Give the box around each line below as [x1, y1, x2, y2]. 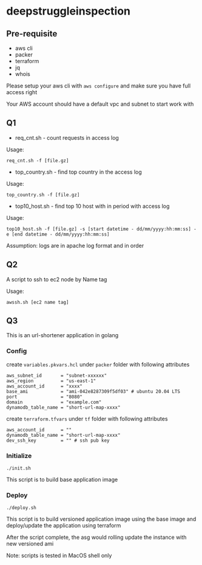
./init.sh [6, 465, 32, 471]
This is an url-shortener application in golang [6, 332, 119, 339]
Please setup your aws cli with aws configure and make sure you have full [6, 82, 191, 89]
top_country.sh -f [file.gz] [6, 191, 80, 198]
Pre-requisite [6, 29, 58, 39]
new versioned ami [6, 540, 54, 547]
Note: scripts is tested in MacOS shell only [6, 552, 112, 560]
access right [6, 89, 38, 95]
